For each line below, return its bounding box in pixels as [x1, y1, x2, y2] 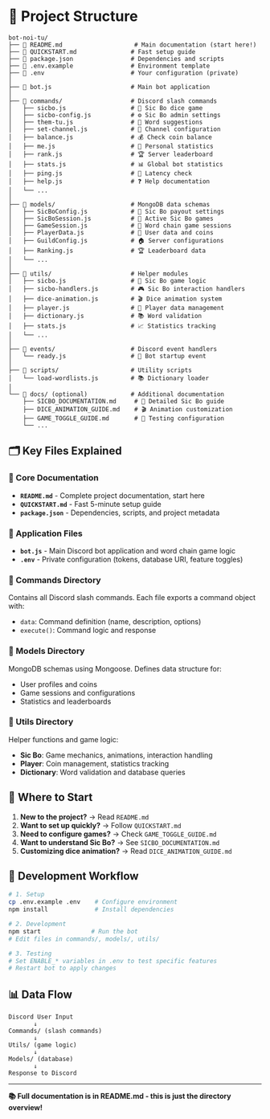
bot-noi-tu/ [8, 34, 48, 42]
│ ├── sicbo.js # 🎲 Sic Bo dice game [8, 104, 203, 112]
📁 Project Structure [8, 7, 138, 26]
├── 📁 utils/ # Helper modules [8, 269, 189, 278]
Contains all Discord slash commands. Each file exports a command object [8, 593, 256, 602]
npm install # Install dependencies [8, 905, 174, 914]
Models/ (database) [8, 1056, 74, 1064]
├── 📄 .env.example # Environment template [8, 62, 211, 70]
